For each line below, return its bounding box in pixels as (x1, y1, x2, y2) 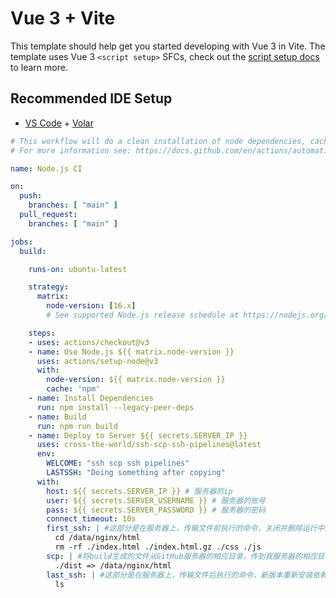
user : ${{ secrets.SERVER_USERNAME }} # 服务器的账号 (46, 495, 266, 506)
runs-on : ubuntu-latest (28, 264, 128, 274)
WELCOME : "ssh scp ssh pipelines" (46, 458, 190, 469)
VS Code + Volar (24, 117, 94, 129)
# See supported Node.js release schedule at (46, 310, 240, 320)
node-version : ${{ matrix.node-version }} (46, 375, 226, 385)
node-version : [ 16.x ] (46, 301, 137, 311)
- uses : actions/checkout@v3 (28, 337, 150, 347)
